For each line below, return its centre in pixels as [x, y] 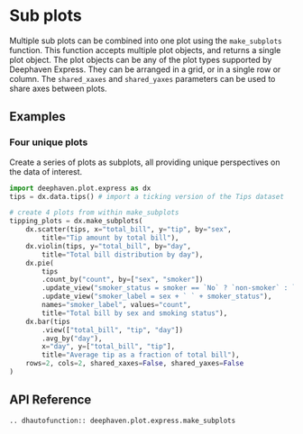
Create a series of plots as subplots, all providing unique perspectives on [145, 162]
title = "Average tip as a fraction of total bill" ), [141, 355]
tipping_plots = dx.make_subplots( [76, 222]
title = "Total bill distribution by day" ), [123, 254]
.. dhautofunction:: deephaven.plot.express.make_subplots [123, 420]
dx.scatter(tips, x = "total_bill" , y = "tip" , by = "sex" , [129, 230]
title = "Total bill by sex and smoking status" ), [135, 313]
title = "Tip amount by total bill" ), [110, 238]
